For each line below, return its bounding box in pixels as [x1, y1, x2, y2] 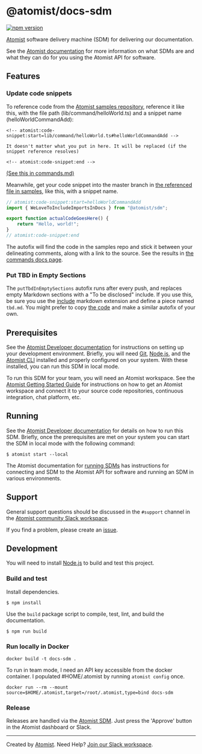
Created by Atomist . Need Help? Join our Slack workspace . [6, 741, 153, 748]
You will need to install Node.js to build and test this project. [6, 559, 155, 566]
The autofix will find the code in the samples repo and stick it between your [6, 243, 193, 250]
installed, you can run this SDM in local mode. [6, 363, 120, 370]
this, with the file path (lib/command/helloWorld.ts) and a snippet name [6, 109, 182, 117]
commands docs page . [6, 256, 63, 263]
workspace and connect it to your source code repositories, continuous [6, 387, 183, 394]
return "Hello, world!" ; [17, 221, 79, 227]
